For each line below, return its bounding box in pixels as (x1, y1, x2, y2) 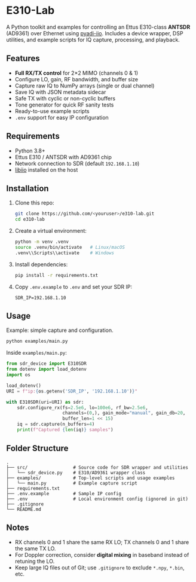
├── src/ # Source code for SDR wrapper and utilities (6, 464, 188, 470)
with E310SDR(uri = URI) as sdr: (6, 399, 84, 405)
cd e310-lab (14, 217, 45, 223)
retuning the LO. (14, 557, 55, 565)
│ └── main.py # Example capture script (6, 480, 137, 486)
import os (6, 372, 31, 378)
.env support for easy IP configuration (14, 114, 109, 121)
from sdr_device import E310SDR (6, 361, 87, 367)
